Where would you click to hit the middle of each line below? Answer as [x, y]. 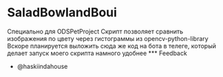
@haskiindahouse [42, 66]
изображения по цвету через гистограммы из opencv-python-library [108, 38]
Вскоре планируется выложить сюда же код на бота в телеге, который [112, 46]
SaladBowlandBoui [62, 13]
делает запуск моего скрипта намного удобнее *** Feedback [97, 53]
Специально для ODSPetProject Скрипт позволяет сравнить [95, 31]
